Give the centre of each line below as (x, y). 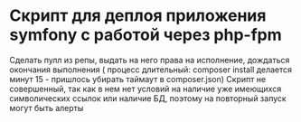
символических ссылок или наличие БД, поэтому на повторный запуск (148, 98)
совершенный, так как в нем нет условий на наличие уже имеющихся (146, 89)
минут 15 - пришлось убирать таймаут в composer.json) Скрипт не (138, 79)
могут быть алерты (47, 108)
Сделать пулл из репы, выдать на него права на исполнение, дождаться (150, 60)
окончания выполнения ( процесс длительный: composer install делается (150, 70)
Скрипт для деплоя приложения (138, 16)
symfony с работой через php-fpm (146, 35)
